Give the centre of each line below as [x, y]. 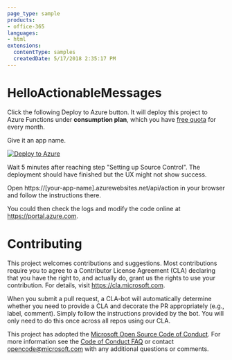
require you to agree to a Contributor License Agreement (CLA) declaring [111, 270]
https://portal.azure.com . [43, 216]
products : [21, 20]
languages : [23, 33]
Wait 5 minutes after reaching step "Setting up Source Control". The [104, 167]
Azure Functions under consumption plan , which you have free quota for [112, 119]
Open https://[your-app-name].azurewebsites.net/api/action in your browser [116, 188]
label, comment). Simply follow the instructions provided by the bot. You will [115, 313]
